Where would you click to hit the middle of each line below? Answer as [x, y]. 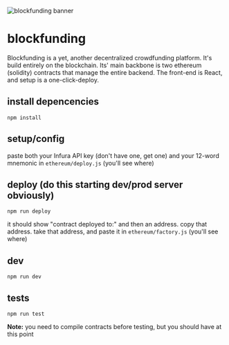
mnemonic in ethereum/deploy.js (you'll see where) [81, 163]
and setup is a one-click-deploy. [53, 80]
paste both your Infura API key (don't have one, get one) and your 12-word [113, 155]
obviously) [31, 195]
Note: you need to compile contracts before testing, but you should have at [114, 327]
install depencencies [53, 101]
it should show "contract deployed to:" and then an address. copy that [107, 224]
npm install [24, 118]
